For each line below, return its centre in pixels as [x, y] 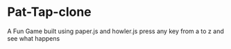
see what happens [34, 38]
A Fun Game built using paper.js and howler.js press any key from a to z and [115, 31]
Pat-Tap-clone [49, 12]
